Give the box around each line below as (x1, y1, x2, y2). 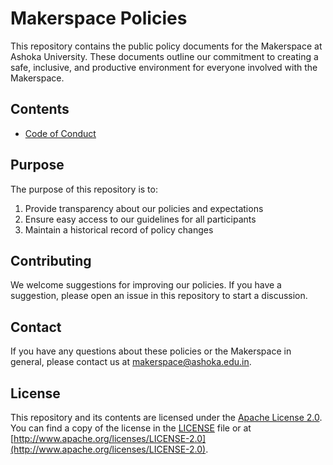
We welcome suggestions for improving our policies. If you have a (10, 279, 282, 291)
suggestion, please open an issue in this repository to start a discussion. (10, 290, 308, 302)
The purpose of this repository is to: (10, 183, 158, 195)
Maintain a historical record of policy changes (24, 223, 214, 236)
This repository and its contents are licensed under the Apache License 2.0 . (10, 412, 323, 423)
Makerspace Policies (10, 7, 188, 30)
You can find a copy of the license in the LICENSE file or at (10, 422, 252, 434)
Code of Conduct (24, 127, 97, 139)
